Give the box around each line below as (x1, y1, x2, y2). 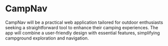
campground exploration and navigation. (5, 35, 89, 41)
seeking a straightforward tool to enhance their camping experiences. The (5, 24, 158, 30)
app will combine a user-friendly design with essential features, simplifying (5, 30, 160, 36)
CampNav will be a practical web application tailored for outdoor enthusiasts (5, 19, 163, 25)
